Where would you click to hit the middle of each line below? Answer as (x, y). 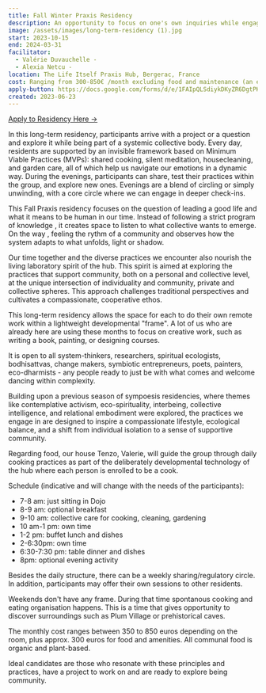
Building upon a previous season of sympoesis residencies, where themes (129, 396)
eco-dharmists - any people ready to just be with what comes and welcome (132, 372)
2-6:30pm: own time (53, 543)
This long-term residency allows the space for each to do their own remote (130, 315)
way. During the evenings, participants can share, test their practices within (131, 177)
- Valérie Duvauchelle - (56, 60)
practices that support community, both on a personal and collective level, (129, 275)
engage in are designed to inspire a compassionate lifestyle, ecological (124, 421)
